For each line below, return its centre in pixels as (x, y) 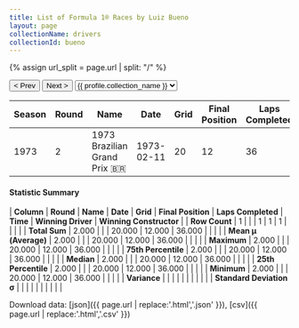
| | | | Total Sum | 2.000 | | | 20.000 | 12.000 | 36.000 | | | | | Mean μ (133, 231)
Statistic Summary (44, 192)
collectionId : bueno (48, 42)
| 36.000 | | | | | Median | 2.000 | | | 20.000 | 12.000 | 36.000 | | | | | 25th (142, 260)
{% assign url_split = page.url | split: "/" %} (88, 68)
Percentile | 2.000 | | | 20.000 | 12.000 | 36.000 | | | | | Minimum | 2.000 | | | (149, 268)
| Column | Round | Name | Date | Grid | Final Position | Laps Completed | (146, 212)
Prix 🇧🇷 (109, 168)
